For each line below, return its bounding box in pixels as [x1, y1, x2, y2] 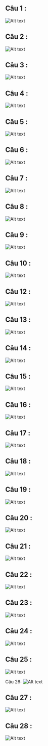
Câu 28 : [5, 722, 32, 730]
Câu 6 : [5, 145, 28, 155]
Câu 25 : [5, 655, 32, 664]
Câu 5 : [5, 117, 28, 126]
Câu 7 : [5, 174, 28, 183]
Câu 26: [5, 678, 22, 685]
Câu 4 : [5, 89, 28, 97]
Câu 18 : [5, 457, 31, 466]
